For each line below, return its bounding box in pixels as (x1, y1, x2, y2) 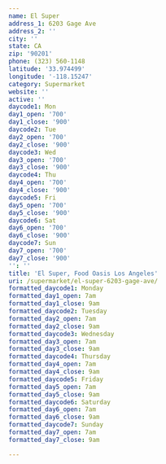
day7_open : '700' (8, 247, 68, 255)
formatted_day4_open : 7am (8, 360, 96, 369)
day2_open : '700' (8, 133, 68, 141)
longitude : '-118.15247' (8, 72, 93, 81)
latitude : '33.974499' (8, 65, 85, 73)
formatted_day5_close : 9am (8, 390, 100, 399)
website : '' (8, 87, 49, 96)
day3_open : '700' (8, 155, 68, 164)
